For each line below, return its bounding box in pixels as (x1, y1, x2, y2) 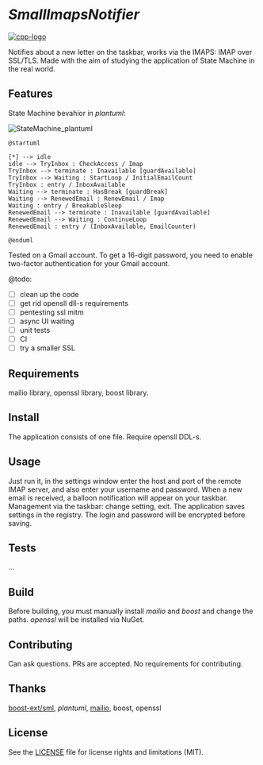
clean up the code (19, 289, 79, 299)
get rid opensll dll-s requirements (19, 298, 129, 307)
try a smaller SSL (19, 343, 76, 353)
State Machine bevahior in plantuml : (8, 108, 126, 118)
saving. (8, 518, 32, 527)
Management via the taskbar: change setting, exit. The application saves (8, 501, 246, 511)
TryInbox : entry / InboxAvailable (8, 180, 126, 188)
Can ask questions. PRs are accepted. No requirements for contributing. (8, 659, 243, 669)
